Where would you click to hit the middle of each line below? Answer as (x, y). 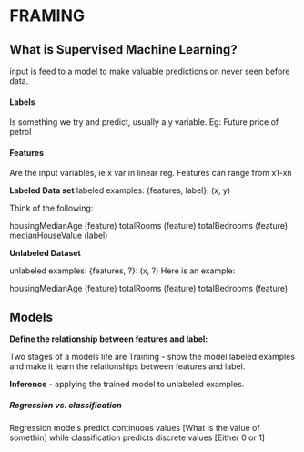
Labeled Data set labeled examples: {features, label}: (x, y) (120, 190)
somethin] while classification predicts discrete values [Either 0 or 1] (137, 437)
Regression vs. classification (66, 405)
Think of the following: (51, 208)
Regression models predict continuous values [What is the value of (135, 428)
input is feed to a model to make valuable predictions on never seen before (150, 71)
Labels (22, 102)
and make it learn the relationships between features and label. (127, 366)
